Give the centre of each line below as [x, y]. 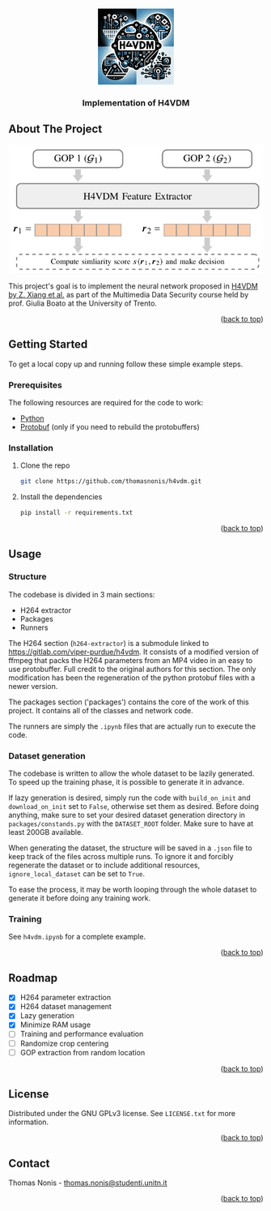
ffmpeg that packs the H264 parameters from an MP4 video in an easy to [131, 660]
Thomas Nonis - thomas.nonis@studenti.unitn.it [88, 1183]
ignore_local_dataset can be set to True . [77, 874]
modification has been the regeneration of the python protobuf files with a [132, 678]
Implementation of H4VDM [136, 103]
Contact [29, 1163]
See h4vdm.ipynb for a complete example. [77, 937]
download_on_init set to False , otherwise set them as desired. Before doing [133, 807]
